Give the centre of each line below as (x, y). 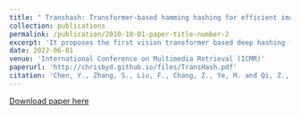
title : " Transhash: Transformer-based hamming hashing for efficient (143, 17)
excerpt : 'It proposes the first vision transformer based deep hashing (147, 42)
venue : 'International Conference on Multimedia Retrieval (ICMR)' (137, 59)
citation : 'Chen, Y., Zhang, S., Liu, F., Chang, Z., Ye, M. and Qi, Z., (150, 76)
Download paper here (49, 101)
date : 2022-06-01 (42, 51)
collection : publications (57, 26)
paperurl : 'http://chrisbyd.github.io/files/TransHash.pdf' (124, 68)
